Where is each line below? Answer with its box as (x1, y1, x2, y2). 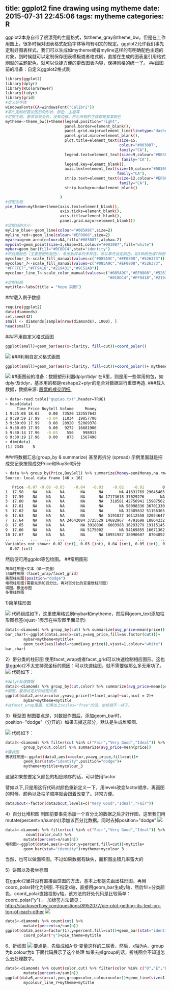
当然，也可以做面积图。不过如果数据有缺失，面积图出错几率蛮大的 (5, 856, 144, 862)
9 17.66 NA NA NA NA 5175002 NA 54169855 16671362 (5, 527, 165, 532)
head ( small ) (5, 323, 31, 328)
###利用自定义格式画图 (11, 353, 61, 360)
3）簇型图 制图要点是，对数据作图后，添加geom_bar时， (5, 713, 124, 719)
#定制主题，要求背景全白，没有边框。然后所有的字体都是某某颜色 (5, 114, 121, 119)
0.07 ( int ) (10, 546, 33, 551)
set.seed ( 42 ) (5, 314, 33, 319)
